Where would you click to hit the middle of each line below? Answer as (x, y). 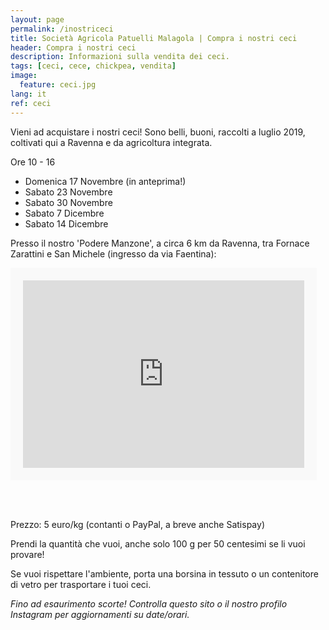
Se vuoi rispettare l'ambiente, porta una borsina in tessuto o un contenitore (164, 573)
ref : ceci (31, 103)
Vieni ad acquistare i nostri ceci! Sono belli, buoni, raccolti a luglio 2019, (158, 132)
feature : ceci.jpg (58, 85)
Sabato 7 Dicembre (64, 213)
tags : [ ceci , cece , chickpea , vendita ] (93, 66)
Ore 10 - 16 (33, 162)
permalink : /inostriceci (62, 29)
